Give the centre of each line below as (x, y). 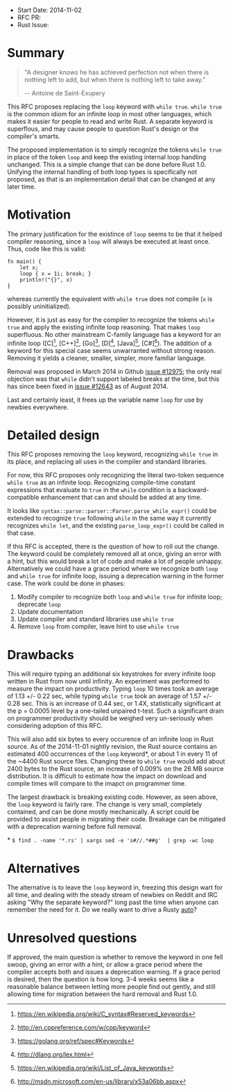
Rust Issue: (33, 25)
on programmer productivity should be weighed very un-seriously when (110, 718)
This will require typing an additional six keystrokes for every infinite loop (112, 674)
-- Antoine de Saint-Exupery (64, 93)
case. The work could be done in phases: (66, 583)
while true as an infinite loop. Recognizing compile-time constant (101, 482)
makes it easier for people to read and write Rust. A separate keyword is (110, 121)
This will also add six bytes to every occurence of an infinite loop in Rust (110, 739)
